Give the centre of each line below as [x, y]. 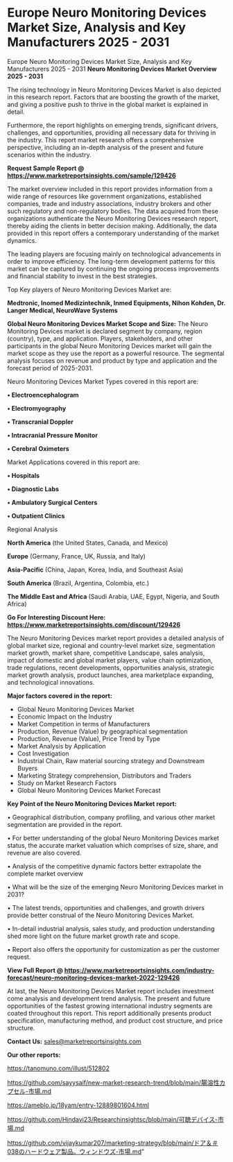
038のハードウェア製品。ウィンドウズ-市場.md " [76, 1151]
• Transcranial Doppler [41, 422]
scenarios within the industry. [49, 155]
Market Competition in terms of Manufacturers [84, 724]
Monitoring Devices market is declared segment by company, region [105, 331]
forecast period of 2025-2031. [50, 368]
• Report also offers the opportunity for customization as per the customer [113, 949]
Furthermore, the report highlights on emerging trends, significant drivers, [113, 125]
